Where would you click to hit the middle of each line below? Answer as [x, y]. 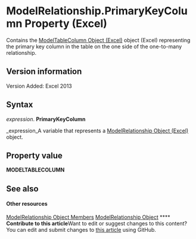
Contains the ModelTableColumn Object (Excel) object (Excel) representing [98, 40]
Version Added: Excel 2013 [39, 86]
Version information [44, 72]
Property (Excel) [66, 24]
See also [22, 189]
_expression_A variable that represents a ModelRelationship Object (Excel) [97, 131]
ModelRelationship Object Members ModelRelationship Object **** [88, 217]
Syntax [20, 105]
